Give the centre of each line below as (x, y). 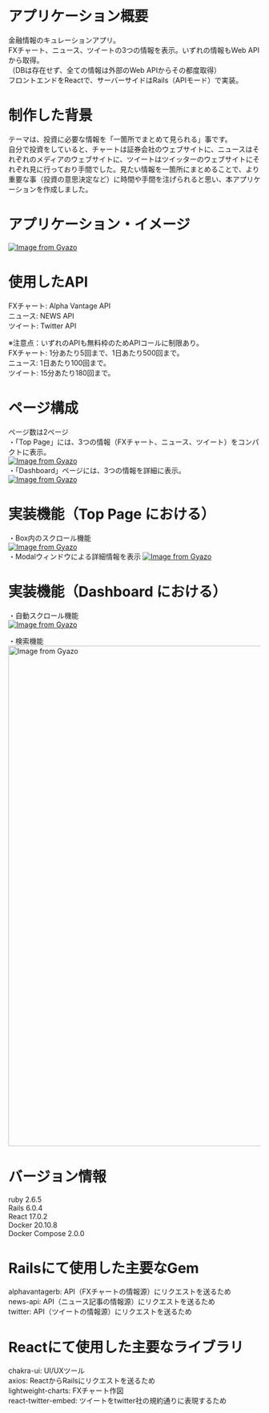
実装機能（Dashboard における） (117, 591)
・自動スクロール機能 (43, 615)
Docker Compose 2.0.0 (46, 1233)
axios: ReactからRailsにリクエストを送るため (82, 1381)
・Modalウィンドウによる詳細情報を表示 (75, 556)
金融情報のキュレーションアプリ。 (64, 40)
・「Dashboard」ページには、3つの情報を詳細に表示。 (97, 470)
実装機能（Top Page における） (112, 514)
